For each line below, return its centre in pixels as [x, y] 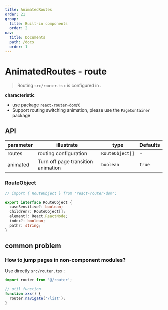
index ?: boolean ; [28, 221]
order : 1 [19, 47]
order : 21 [15, 14]
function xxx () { [23, 294]
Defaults [150, 145]
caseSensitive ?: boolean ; [37, 207]
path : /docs [22, 42]
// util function [23, 289]
